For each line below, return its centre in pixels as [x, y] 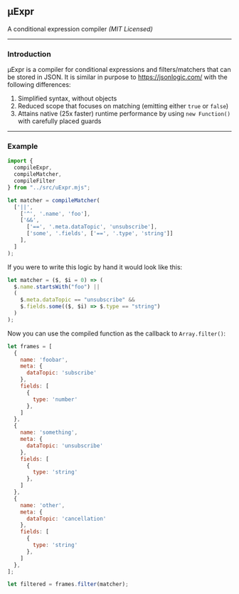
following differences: [39, 85]
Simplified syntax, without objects [67, 98]
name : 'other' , [43, 505]
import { [20, 161]
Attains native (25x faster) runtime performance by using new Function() [124, 114]
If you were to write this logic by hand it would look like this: [95, 267]
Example [23, 147]
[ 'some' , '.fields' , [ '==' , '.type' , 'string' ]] [100, 234]
